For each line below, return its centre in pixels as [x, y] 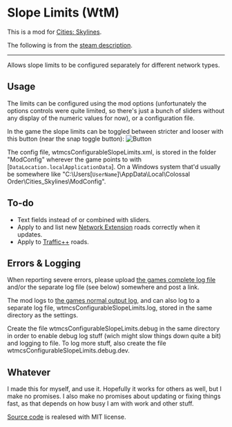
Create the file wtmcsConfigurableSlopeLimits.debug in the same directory [114, 328]
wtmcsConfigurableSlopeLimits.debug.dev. [68, 350]
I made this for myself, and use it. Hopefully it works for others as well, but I [115, 389]
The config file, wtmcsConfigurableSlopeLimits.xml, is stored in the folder [112, 152]
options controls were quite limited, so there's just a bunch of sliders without [116, 110]
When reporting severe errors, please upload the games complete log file [112, 280]
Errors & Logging [44, 263]
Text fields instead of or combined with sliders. [84, 219]
